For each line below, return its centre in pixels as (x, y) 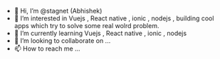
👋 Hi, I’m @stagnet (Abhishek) (58, 11)
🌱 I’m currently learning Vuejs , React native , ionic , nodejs (100, 33)
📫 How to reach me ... (47, 48)
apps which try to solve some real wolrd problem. (87, 26)
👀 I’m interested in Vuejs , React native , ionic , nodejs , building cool (114, 18)
